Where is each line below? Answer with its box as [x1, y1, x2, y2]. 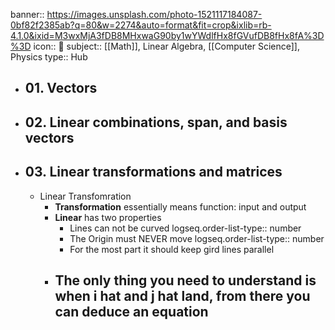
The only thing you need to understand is [54, 272, 317, 289]
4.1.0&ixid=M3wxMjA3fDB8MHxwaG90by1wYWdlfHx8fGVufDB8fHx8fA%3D [10, 30, 325, 41]
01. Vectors [24, 80, 98, 97]
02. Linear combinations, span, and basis [24, 114, 288, 131]
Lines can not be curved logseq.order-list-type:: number [69, 222, 302, 234]
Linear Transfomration [39, 190, 132, 202]
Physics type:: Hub [10, 51, 88, 63]
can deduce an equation [54, 303, 209, 320]
